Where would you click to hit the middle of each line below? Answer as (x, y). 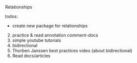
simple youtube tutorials (37, 40)
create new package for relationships (50, 26)
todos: (12, 16)
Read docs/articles (31, 56)
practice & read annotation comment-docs (55, 35)
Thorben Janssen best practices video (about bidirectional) (72, 51)
